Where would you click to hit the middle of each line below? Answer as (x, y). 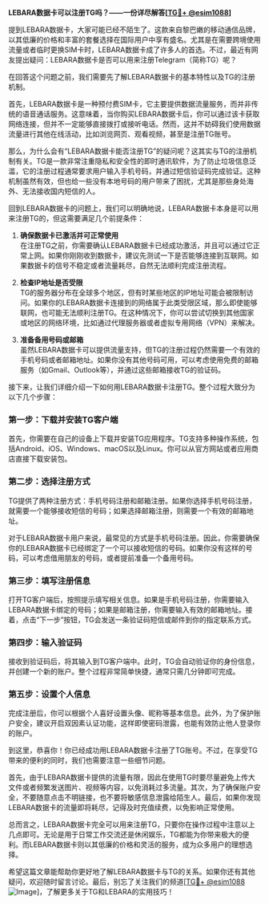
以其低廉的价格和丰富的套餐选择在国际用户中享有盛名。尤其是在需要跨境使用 (134, 40)
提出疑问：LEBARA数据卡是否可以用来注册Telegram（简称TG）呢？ (126, 60)
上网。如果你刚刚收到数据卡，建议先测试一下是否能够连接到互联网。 (139, 255)
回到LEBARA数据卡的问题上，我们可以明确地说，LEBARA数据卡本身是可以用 (133, 208)
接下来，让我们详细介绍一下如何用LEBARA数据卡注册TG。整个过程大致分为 (132, 387)
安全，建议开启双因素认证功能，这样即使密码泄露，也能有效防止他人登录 (134, 723)
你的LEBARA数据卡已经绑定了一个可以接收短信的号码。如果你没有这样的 (127, 548)
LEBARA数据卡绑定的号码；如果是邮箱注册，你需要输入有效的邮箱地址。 (127, 609)
